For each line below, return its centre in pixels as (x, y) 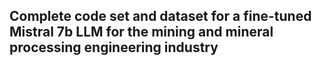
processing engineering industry (114, 47)
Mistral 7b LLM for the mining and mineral (141, 32)
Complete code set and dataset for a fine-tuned (160, 16)
